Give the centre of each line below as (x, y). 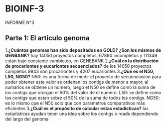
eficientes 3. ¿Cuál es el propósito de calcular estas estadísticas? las (77, 108)
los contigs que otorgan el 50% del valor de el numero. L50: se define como (83, 92)
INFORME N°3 (20, 22)
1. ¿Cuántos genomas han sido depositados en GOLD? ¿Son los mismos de (83, 50)
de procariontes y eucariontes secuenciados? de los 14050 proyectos (79, 66)
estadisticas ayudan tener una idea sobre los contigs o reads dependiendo (82, 114)
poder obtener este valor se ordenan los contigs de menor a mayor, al (77, 82)
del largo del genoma (27, 119)
